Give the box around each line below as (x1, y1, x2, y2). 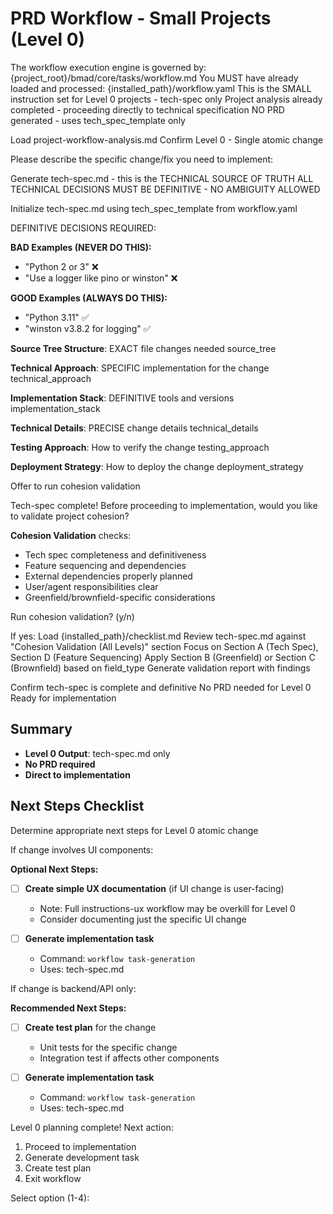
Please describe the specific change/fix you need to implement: (10, 153, 274, 165)
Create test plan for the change (24, 1021, 157, 1033)
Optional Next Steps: (10, 863, 99, 875)
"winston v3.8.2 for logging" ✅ (24, 322, 152, 334)
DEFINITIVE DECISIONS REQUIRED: (10, 222, 157, 234)
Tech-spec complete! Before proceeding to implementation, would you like (10, 499, 318, 511)
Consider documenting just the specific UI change (39, 913, 247, 925)
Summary (10, 721, 73, 738)
